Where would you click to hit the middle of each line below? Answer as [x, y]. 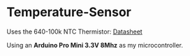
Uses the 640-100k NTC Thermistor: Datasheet [74, 31]
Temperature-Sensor [69, 12]
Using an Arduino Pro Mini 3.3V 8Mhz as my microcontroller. [95, 45]
